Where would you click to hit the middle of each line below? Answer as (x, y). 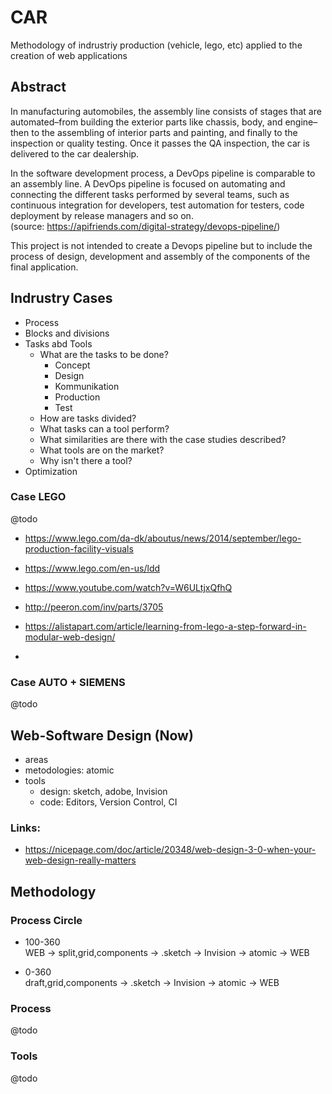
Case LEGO (38, 497)
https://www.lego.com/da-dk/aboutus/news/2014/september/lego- (163, 538)
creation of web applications (69, 55)
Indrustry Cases (61, 298)
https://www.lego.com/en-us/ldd (92, 568)
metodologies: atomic (69, 770)
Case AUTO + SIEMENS (68, 682)
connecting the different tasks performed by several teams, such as (150, 194)
